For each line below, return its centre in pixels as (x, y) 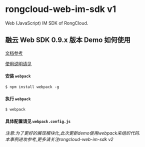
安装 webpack (18, 76)
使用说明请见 (18, 63)
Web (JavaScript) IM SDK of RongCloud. (47, 23)
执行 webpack (18, 98)
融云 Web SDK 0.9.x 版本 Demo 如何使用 (68, 40)
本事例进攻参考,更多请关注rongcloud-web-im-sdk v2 (59, 139)
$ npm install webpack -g (32, 87)
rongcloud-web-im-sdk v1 (61, 9)
